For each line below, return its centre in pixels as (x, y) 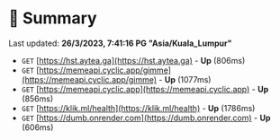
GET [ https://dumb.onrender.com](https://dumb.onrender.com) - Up (146, 118)
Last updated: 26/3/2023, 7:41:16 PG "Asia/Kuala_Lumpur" (120, 43)
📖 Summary (53, 18)
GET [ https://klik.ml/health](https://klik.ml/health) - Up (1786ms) (138, 108)
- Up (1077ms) (185, 79)
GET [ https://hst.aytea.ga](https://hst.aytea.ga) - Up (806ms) (133, 60)
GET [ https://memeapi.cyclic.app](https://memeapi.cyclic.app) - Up (145, 89)
